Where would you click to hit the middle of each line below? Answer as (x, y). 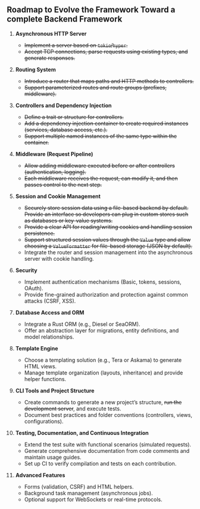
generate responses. (50, 58)
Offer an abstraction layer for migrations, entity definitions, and (101, 330)
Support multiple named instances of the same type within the (101, 136)
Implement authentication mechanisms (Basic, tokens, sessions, (103, 282)
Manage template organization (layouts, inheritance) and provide (104, 373)
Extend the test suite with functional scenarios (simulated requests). (108, 444)
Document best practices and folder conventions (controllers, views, (108, 414)
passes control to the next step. (63, 184)
